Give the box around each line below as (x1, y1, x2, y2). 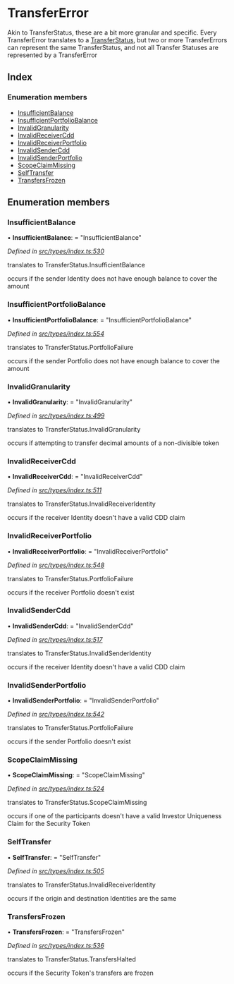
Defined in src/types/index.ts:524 (7, 784, 104, 793)
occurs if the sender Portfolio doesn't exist (7, 737, 132, 746)
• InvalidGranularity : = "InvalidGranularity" (7, 397, 133, 406)
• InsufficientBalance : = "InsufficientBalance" (7, 233, 142, 242)
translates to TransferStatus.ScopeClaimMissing (7, 798, 147, 807)
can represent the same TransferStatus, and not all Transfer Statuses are (7, 43, 218, 51)
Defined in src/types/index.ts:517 (7, 635, 104, 643)
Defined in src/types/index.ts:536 (7, 941, 104, 949)
